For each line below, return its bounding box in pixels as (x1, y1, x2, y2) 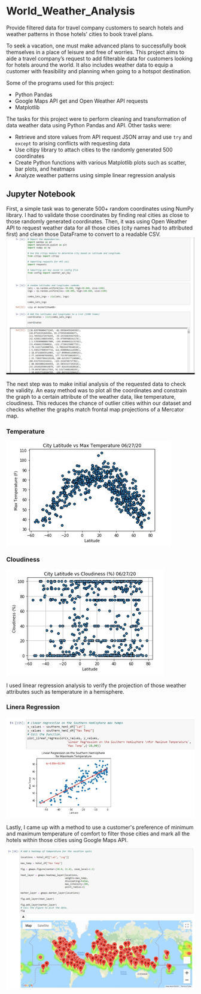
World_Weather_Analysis (6, 4, 136, 18)
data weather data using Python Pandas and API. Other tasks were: (6, 121, 172, 129)
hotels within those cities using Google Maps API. (6, 836, 128, 843)
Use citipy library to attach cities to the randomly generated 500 (14, 146, 173, 153)
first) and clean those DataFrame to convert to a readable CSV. (6, 230, 161, 238)
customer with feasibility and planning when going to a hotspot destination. (6, 67, 191, 74)
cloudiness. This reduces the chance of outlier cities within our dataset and (6, 399, 191, 407)
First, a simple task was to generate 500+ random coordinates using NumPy (6, 205, 194, 212)
